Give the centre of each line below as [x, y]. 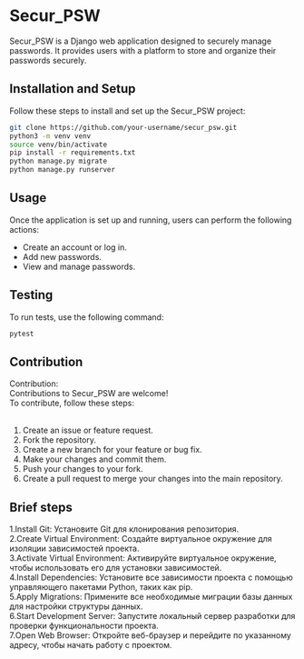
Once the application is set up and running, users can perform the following [151, 220]
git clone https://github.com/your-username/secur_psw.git [123, 127]
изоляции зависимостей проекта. [74, 549]
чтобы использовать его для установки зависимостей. [116, 568]
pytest [22, 334]
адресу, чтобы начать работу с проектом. [91, 645]
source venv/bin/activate [58, 145]
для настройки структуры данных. [76, 606]
